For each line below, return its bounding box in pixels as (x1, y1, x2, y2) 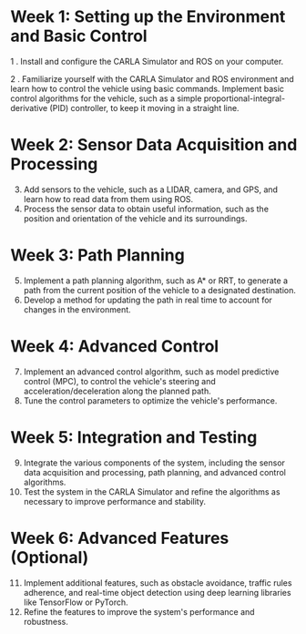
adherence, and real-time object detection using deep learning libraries (23, 587, 291, 598)
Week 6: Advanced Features (10, 527, 229, 548)
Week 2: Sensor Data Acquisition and (10, 135, 298, 156)
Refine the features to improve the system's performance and (23, 606, 255, 617)
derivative (10, 102, 48, 113)
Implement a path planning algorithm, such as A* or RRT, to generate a (23, 275, 289, 286)
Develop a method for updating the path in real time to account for (23, 294, 272, 305)
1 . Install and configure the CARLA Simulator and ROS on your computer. (10, 56, 284, 66)
